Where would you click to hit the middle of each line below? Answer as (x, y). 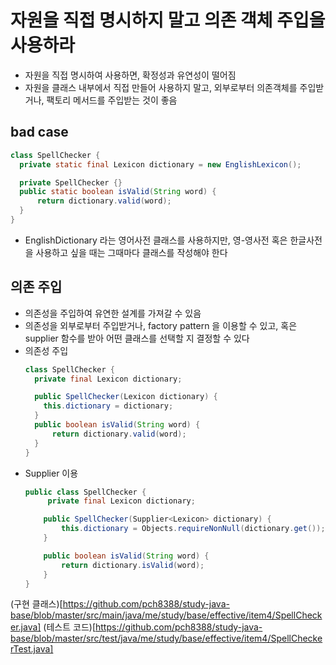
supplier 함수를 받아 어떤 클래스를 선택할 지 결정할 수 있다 (137, 338)
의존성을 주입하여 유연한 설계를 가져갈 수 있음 (113, 313)
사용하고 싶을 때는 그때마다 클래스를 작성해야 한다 (131, 252)
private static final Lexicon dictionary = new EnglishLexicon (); (160, 164)
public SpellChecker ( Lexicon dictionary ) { (126, 397)
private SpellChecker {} (71, 182)
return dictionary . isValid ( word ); (133, 565)
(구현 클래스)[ (36, 604)
